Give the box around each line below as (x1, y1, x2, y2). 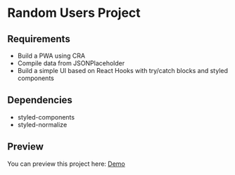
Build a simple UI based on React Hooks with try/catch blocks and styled (17, 67, 229, 74)
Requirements (7, 33, 70, 45)
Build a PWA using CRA (17, 51, 86, 60)
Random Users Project (7, 5, 141, 21)
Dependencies (7, 94, 72, 106)
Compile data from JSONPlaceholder (17, 59, 125, 67)
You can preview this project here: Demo (7, 160, 125, 168)
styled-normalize (17, 120, 68, 129)
